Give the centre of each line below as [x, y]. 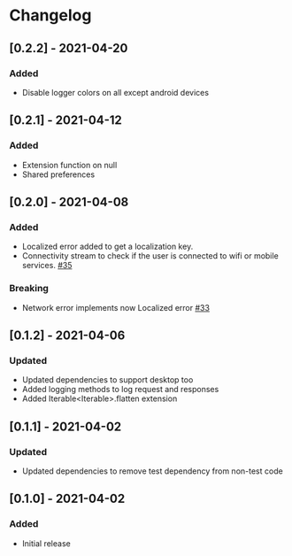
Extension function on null [69, 165]
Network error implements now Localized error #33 [116, 307]
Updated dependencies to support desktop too [108, 380]
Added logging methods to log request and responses [120, 390]
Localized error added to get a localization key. [108, 247]
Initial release [46, 543]
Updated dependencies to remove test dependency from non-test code [152, 471]
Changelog [50, 15]
